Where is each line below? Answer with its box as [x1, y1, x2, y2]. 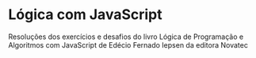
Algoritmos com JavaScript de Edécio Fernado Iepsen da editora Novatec [8, 40, 248, 49]
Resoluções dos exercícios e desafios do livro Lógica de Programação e [8, 32, 244, 41]
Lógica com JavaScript [8, 6, 162, 24]
